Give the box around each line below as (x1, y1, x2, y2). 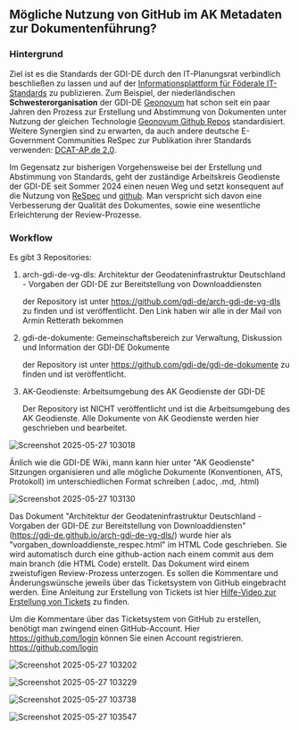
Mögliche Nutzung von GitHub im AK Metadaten (9, 7, 283, 22)
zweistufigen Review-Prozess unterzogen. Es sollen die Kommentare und (9, 567, 278, 578)
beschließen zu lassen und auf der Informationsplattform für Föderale (9, 78, 265, 89)
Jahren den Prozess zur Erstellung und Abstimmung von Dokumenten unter (9, 106, 287, 117)
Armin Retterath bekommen (21, 315, 124, 326)
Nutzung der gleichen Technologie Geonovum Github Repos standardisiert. (9, 115, 286, 126)
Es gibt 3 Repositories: (9, 251, 92, 262)
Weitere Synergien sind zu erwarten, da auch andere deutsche (9, 125, 239, 136)
